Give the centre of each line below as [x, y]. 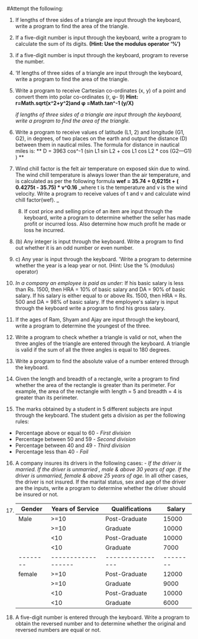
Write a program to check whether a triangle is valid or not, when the [98, 337]
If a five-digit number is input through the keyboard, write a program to [101, 37]
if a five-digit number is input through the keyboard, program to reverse [102, 55]
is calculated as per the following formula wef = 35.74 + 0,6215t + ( [97, 181]
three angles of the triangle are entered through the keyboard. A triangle [103, 343]
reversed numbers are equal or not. [58, 630]
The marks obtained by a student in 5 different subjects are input [94, 409]
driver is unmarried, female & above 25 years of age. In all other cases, [102, 476]
